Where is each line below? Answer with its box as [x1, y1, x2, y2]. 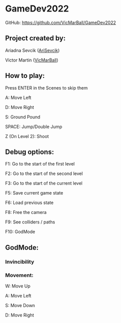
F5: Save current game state [5, 190, 63, 196]
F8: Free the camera [5, 209, 47, 215]
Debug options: [5, 147, 54, 156]
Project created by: [5, 34, 66, 42]
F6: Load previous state [5, 199, 54, 205]
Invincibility [5, 258, 34, 265]
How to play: [5, 71, 45, 80]
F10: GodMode [5, 228, 35, 235]
